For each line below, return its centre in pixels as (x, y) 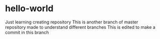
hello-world (29, 9)
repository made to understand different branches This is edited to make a (80, 27)
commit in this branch (27, 32)
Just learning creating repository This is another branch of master (72, 22)
